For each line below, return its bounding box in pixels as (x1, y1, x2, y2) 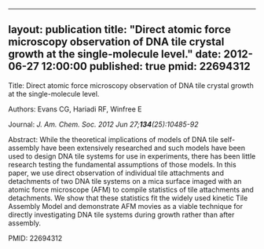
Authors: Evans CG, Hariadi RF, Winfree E (8, 104, 143, 114)
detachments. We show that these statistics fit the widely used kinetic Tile (8, 193, 248, 203)
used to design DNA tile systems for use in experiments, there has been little (8, 151, 256, 161)
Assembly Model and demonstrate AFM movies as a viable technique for (8, 201, 244, 211)
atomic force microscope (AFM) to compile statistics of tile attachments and (8, 185, 254, 194)
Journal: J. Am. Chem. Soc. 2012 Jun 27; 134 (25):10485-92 (8, 119, 199, 129)
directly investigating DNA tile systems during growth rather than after (8, 210, 235, 219)
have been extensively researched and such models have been (40, 143, 246, 152)
